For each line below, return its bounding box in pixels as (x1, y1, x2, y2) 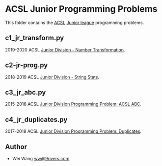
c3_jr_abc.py (5, 88, 46, 96)
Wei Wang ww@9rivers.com (12, 156, 70, 161)
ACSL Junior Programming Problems (5, 3, 158, 15)
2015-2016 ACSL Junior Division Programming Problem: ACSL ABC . (5, 101, 141, 107)
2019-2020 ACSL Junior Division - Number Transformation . (5, 47, 125, 52)
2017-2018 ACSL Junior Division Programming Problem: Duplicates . (5, 128, 141, 134)
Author (5, 142, 27, 151)
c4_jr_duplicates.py (5, 115, 68, 123)
